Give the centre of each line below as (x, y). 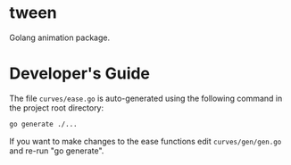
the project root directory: (57, 107)
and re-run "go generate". (57, 151)
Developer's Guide (79, 74)
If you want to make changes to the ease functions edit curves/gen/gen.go (145, 141)
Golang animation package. (60, 37)
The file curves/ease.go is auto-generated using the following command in (146, 98)
